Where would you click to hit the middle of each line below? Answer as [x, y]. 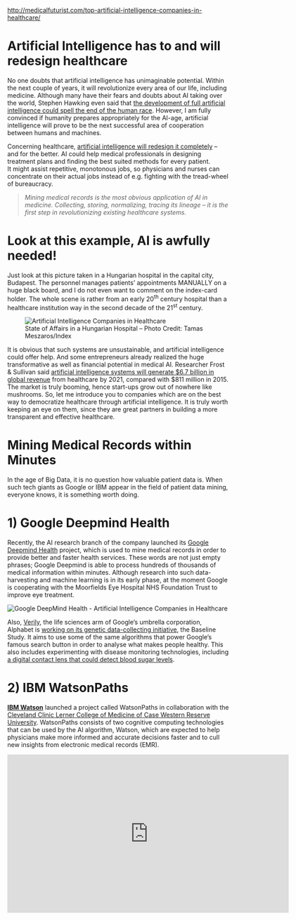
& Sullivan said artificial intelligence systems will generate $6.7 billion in [111, 372]
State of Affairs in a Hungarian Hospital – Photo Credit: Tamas [114, 328]
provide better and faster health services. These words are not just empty [114, 558]
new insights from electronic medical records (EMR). [83, 745]
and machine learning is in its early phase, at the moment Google [134, 580]
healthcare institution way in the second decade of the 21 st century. [105, 307]
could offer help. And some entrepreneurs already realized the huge [106, 357]
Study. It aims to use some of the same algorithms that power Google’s [110, 637]
